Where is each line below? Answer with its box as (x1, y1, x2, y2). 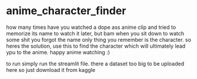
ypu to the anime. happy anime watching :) (6, 48, 111, 55)
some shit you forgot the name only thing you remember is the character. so (6, 36, 191, 43)
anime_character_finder (6, 4, 127, 18)
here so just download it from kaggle (6, 66, 96, 73)
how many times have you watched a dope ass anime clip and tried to (6, 24, 176, 31)
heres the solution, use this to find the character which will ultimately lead (6, 42, 186, 50)
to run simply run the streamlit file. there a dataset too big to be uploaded (6, 60, 185, 67)
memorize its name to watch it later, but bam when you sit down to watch (6, 29, 185, 37)
